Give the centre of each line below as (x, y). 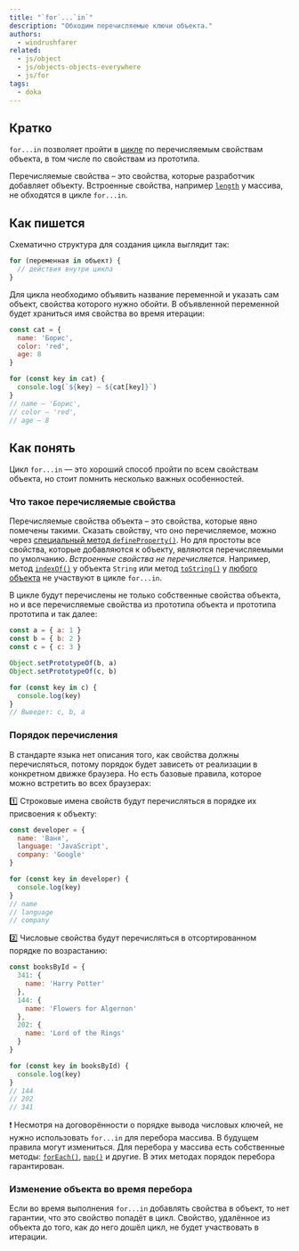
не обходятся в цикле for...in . (69, 195)
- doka (29, 92)
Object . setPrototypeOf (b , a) (63, 663)
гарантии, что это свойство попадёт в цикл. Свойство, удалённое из (140, 1218)
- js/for (33, 76)
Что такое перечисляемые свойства (93, 502)
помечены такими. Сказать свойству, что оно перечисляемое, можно (143, 531)
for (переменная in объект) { (65, 261)
